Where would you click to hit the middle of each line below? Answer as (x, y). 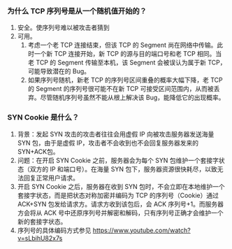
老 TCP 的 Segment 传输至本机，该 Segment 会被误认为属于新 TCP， (127, 63)
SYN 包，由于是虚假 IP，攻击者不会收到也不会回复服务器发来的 (108, 143)
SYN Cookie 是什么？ (43, 118)
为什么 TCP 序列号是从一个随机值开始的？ (77, 10)
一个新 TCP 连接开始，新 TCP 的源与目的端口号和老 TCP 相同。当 (128, 54)
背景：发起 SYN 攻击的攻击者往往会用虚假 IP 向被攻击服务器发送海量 (116, 134)
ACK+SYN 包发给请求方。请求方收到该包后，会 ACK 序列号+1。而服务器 (120, 204)
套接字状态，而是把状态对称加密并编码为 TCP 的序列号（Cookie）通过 (118, 195)
